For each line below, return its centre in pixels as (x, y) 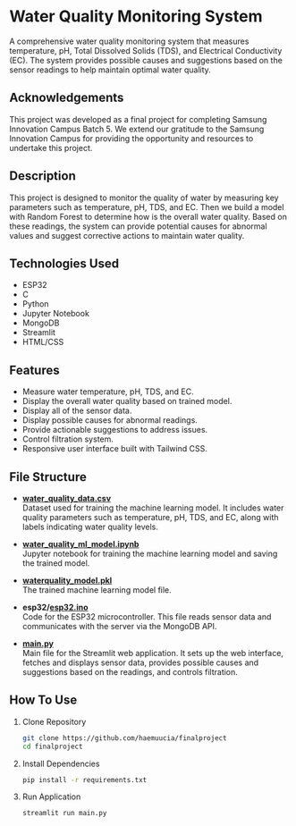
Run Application (51, 796)
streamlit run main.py (64, 813)
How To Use (43, 700)
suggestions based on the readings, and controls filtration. (130, 672)
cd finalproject (52, 746)
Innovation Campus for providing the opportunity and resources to (131, 138)
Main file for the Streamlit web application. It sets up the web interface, (153, 653)
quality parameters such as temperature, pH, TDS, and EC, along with (150, 517)
